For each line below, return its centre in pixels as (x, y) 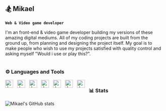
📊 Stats (99, 91)
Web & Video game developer (35, 23)
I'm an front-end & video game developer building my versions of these (79, 32)
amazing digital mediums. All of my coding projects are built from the (77, 38)
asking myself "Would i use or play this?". (48, 53)
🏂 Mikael (20, 9)
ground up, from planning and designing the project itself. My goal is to (79, 43)
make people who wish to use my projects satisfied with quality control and (83, 48)
